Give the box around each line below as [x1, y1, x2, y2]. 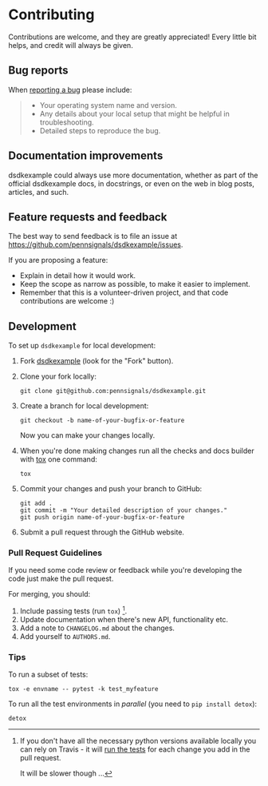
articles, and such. [8, 187, 69, 196]
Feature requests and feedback [8, 210, 167, 224]
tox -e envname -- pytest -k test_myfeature [8, 685, 159, 693]
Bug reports [8, 64, 69, 77]
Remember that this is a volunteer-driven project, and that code [19, 288, 229, 297]
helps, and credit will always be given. [8, 40, 133, 50]
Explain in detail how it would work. [19, 271, 136, 280]
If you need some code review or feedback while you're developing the [8, 566, 242, 575]
